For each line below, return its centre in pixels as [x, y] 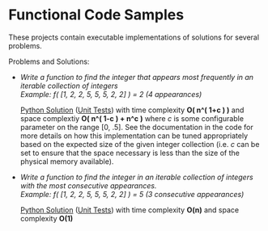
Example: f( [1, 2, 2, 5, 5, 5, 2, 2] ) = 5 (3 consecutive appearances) [132, 194]
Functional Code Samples [96, 15]
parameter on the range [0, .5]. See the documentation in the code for [136, 127]
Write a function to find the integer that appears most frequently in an [136, 77]
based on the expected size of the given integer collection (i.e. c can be [140, 144]
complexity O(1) [47, 218]
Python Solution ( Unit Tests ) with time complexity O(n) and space [130, 210]
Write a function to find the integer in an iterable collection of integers [136, 177]
